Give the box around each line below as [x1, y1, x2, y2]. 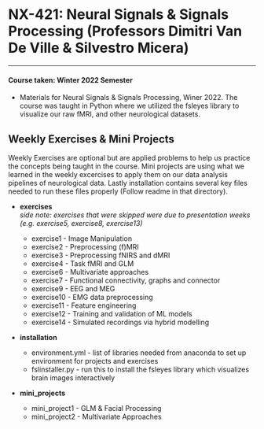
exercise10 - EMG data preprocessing [31, 292, 153, 301]
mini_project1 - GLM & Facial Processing [31, 403, 162, 412]
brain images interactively [31, 372, 115, 383]
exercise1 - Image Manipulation [31, 234, 132, 243]
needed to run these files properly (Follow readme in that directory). [8, 187, 228, 196]
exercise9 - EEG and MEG [31, 283, 115, 293]
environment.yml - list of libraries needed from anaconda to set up [31, 348, 247, 357]
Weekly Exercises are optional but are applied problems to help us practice [8, 153, 251, 162]
